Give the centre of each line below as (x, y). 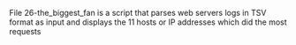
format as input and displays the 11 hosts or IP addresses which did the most (148, 22)
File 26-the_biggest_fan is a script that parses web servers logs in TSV (138, 13)
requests (25, 31)
